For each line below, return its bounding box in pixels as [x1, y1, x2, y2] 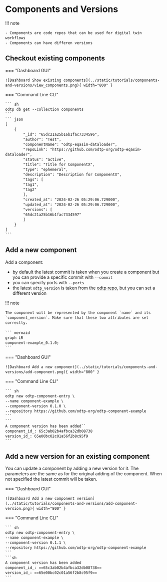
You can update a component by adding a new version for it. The [5, 465, 139, 472]
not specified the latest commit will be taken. [5, 476, 97, 482]
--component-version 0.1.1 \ [5, 540, 66, 545]
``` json [5, 117, 23, 122]
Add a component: [5, 259, 43, 265]
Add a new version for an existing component [5, 452, 150, 461]
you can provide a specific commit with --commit [12, 274, 113, 280]
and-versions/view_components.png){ [5, 83, 81, 88]
